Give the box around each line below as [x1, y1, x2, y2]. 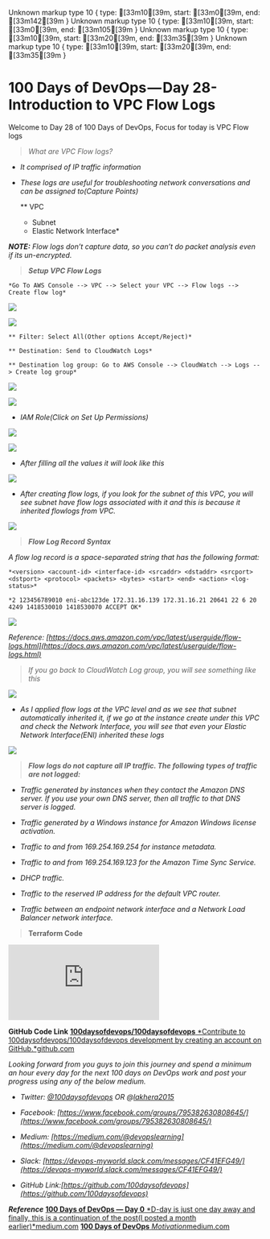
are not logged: [27, 769, 81, 779]
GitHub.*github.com [8, 1043, 75, 1053]
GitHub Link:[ [19, 1180, 64, 1190]
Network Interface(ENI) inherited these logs [19, 730, 165, 740]
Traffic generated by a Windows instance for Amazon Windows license [19, 818, 257, 827]
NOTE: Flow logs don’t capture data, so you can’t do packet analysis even [8, 242, 256, 251]
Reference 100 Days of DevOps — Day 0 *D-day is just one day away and [8, 1204, 256, 1214]
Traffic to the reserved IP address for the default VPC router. [19, 889, 221, 898]
